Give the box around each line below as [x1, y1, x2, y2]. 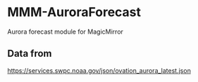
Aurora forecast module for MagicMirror [7, 27, 123, 36]
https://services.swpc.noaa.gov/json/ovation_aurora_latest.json [7, 66, 192, 74]
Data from [7, 48, 52, 60]
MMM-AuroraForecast [7, 4, 142, 20]
